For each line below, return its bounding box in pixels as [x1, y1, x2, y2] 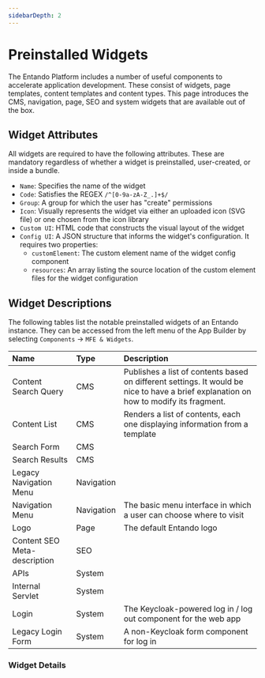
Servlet [12, 590, 39, 601]
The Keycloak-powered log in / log [123, 604, 253, 615]
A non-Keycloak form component [123, 626, 248, 637]
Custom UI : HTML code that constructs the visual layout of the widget [19, 223, 244, 233]
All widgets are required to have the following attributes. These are [8, 149, 225, 159]
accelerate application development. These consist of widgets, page [8, 80, 231, 89]
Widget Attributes [8, 128, 99, 141]
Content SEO [12, 535, 61, 546]
